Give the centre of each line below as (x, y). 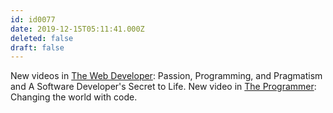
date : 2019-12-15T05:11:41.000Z (77, 29)
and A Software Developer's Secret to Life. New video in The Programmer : (163, 87)
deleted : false (42, 38)
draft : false (37, 47)
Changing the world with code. (74, 97)
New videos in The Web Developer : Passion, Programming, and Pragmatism (166, 76)
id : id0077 (33, 19)
